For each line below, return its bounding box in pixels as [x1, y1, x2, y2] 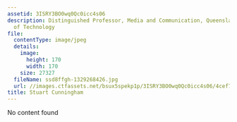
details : [13, 43, 39, 50]
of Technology [13, 23, 55, 30]
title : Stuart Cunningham [7, 89, 83, 96]
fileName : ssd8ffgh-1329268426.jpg [13, 75, 119, 83]
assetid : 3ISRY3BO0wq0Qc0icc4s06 [7, 10, 106, 18]
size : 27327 [20, 69, 55, 76]
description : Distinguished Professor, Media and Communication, [7, 17, 203, 24]
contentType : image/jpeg [13, 37, 87, 44]
